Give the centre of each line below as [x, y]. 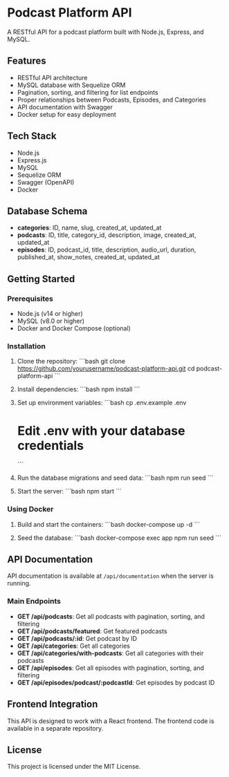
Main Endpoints [34, 601]
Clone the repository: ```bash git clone [71, 362]
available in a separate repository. [55, 728]
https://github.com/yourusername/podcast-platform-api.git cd [106, 368]
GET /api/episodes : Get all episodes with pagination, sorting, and [110, 668]
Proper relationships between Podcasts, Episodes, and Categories [111, 100]
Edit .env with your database [101, 431]
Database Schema [47, 211]
